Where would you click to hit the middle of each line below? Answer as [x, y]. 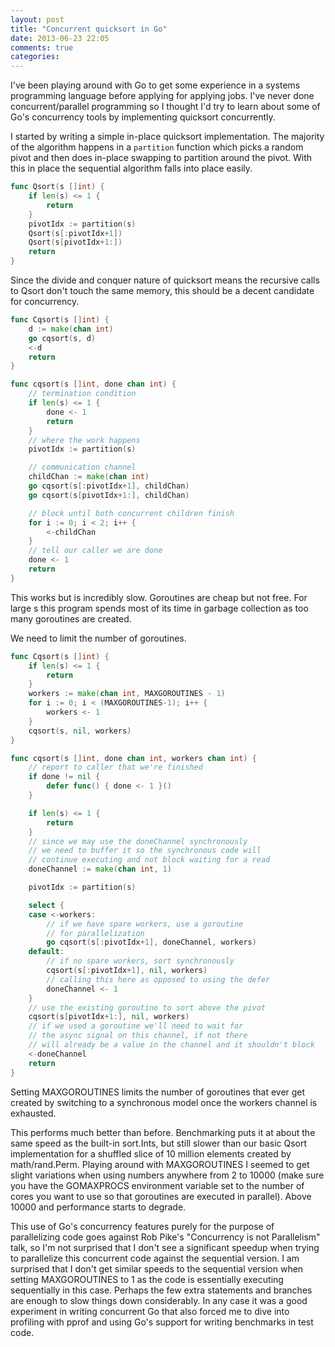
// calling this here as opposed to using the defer [158, 979]
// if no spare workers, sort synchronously [140, 961]
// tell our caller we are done [95, 551]
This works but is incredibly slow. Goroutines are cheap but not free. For [159, 597]
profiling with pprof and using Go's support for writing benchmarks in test [162, 1322]
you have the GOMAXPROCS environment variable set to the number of [157, 1185]
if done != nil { [64, 777]
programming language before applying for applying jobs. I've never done [162, 96]
